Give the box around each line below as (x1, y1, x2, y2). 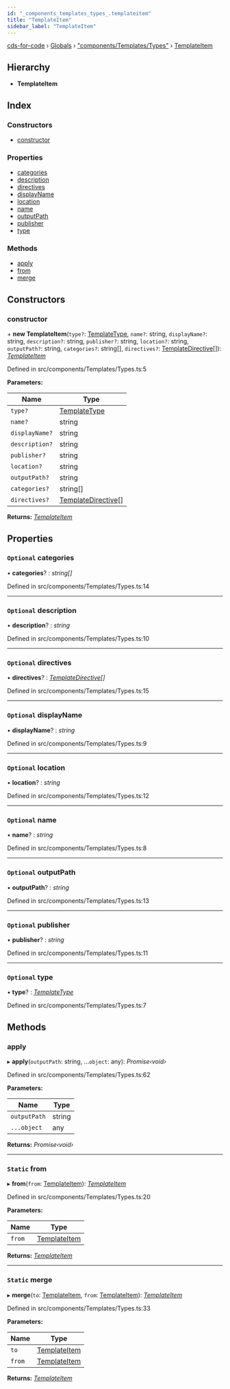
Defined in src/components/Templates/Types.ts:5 (7, 365, 147, 374)
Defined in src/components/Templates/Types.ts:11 (7, 949, 149, 957)
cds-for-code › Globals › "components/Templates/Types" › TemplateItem (7, 42, 214, 50)
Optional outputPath (7, 868, 76, 878)
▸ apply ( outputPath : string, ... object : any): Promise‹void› (7, 1057, 166, 1065)
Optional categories (7, 553, 75, 563)
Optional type (7, 972, 53, 982)
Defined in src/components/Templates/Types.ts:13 (7, 896, 149, 905)
